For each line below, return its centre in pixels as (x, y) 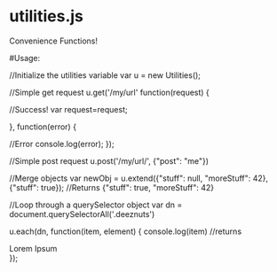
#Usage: (25, 58)
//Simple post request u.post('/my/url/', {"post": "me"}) (109, 160)
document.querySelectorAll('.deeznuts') (82, 214)
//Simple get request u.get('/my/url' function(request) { (110, 92)
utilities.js (47, 16)
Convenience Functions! (54, 41)
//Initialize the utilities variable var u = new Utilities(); (105, 75)
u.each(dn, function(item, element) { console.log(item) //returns (126, 231)
